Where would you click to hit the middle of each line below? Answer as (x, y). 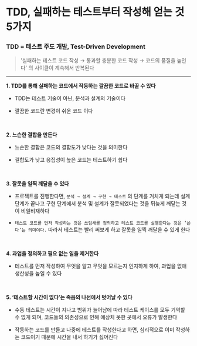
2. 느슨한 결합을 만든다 (32, 135)
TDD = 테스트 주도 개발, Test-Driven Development (76, 46)
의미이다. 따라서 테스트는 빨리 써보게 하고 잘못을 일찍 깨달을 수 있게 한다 (109, 229)
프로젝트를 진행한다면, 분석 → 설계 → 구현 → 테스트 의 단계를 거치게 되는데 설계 (102, 196)
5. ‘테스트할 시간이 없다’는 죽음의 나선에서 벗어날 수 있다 (69, 297)
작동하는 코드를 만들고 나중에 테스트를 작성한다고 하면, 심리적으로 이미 (94, 330)
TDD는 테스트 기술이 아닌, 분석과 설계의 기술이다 (70, 98)
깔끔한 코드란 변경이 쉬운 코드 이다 (54, 111)
